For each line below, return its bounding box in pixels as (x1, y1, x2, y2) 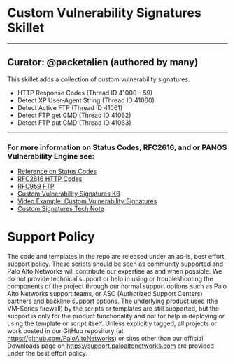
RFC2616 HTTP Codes (17, 175, 83, 183)
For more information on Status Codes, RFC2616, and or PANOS (7, 142, 227, 152)
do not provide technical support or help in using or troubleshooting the (7, 274, 213, 283)
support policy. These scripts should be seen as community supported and (7, 259, 224, 268)
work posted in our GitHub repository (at (7, 326, 124, 335)
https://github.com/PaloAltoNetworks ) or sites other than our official (7, 334, 204, 342)
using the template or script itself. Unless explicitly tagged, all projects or (7, 319, 218, 328)
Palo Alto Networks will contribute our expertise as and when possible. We (7, 267, 222, 275)
